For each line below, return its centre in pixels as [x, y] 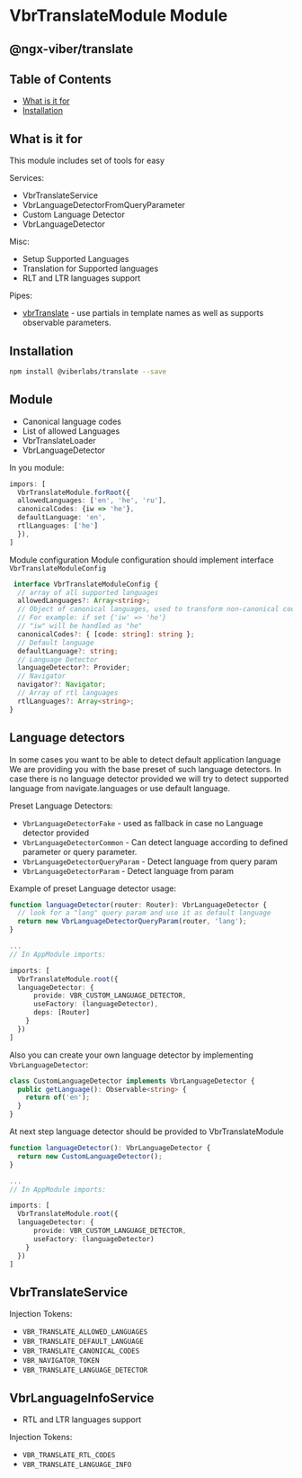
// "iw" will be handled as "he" [80, 626]
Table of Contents [61, 79]
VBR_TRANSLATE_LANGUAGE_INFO [77, 1465]
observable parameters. [67, 323]
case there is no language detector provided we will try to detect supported [149, 779]
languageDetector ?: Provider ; [74, 668]
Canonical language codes [71, 421]
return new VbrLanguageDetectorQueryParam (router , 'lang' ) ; [132, 922]
